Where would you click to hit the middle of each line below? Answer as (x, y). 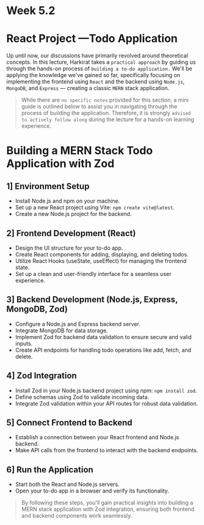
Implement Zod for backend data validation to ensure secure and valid (104, 337)
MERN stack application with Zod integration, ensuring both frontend (107, 509)
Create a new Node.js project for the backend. (73, 214)
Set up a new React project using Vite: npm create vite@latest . (95, 207)
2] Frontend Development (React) (71, 233)
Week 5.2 (31, 11)
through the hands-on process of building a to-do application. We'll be (99, 69)
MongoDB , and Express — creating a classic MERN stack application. (88, 88)
